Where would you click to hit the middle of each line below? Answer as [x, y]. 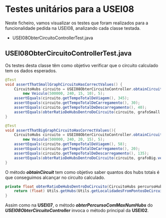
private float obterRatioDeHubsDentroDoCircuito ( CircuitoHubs [70, 186]
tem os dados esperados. [31, 71]
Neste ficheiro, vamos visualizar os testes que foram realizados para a [77, 23]
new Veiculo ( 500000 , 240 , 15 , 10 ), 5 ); [64, 94]
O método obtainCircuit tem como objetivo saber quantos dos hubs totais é [82, 172]
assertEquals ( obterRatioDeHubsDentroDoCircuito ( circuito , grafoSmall [87, 112]
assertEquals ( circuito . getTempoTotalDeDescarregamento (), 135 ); [82, 153]
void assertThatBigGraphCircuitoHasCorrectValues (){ [61, 130]
